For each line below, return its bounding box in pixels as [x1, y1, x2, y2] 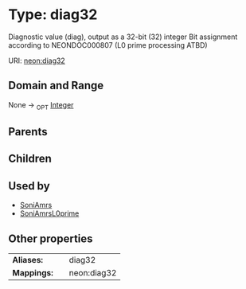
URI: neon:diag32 [8, 56, 65, 65]
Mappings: [12, 267, 54, 278]
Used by [8, 179, 50, 193]
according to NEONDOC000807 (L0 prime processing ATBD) [8, 40, 209, 49]
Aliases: [12, 254, 44, 265]
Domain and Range [8, 79, 104, 92]
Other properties [8, 232, 93, 245]
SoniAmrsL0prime [19, 209, 80, 218]
